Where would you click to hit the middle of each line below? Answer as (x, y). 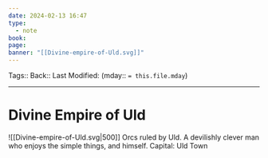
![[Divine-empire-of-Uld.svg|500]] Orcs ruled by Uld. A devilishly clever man (134, 137)
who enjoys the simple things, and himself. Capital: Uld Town (108, 145)
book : (17, 38)
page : (17, 45)
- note (26, 30)
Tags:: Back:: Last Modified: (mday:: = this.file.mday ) (98, 75)
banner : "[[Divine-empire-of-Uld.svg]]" (77, 53)
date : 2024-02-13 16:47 (48, 16)
